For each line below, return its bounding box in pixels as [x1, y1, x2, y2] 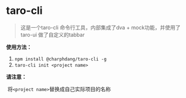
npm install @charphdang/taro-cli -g [14, 56, 107, 62]
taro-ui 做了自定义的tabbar [20, 31, 85, 38]
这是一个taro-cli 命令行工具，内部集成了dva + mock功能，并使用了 [20, 24, 181, 31]
